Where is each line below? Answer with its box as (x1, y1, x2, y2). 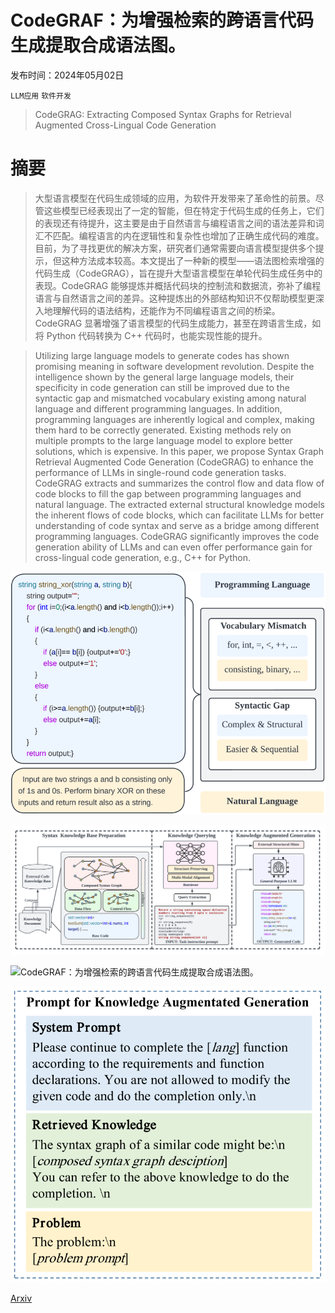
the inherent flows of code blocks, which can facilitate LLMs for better (34, 509, 325, 521)
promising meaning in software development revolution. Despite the (34, 360, 315, 372)
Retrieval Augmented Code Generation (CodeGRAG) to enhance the (34, 456, 314, 468)
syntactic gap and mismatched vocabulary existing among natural (34, 392, 307, 404)
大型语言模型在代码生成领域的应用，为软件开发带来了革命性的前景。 (34, 192, 316, 204)
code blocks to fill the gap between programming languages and (34, 487, 302, 500)
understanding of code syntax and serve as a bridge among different (34, 519, 320, 531)
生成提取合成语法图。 (10, 34, 187, 57)
